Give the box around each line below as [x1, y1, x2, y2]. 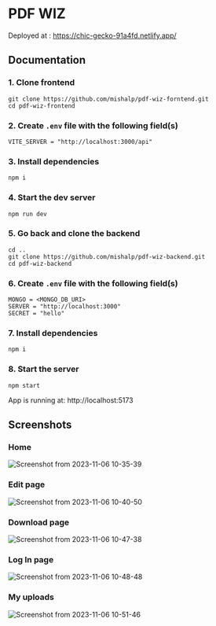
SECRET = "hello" [8, 310, 65, 318]
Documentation [8, 53, 86, 67]
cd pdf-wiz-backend [8, 260, 72, 267]
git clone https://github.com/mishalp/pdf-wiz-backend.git [8, 252, 206, 260]
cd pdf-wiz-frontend [8, 101, 76, 110]
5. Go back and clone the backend [8, 228, 141, 239]
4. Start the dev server [8, 192, 96, 203]
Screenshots [8, 418, 72, 432]
